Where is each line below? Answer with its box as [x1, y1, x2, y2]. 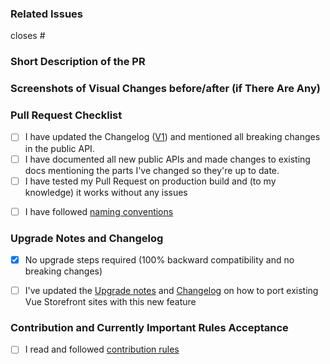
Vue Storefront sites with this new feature [24, 296, 197, 308]
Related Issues [10, 7, 83, 21]
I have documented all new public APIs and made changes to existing [24, 153, 311, 165]
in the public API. [24, 142, 95, 154]
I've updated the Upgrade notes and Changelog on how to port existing [24, 285, 319, 297]
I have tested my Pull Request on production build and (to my [24, 175, 277, 187]
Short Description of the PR [10, 55, 146, 69]
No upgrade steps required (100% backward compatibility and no [24, 253, 295, 266]
